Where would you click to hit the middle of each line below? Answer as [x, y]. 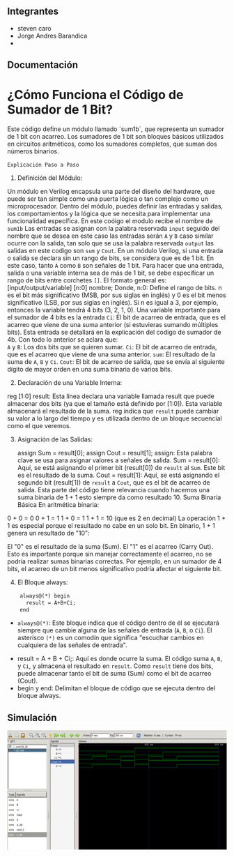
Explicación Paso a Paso [43, 165]
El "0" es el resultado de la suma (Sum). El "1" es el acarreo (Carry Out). [110, 547]
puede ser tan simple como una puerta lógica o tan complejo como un [108, 199]
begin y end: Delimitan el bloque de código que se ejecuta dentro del [116, 688]
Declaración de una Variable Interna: [70, 383]
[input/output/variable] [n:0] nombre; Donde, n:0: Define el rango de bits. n [115, 288]
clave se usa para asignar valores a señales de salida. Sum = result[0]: [118, 460]
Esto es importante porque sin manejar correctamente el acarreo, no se [110, 554]
